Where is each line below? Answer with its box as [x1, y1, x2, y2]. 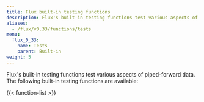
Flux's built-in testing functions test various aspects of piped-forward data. [6, 70, 195, 78]
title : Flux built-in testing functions [6, 8, 111, 15]
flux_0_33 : [12, 37, 40, 43]
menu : [6, 32, 20, 38]
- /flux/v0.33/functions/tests [12, 25, 92, 32]
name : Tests [17, 43, 48, 49]
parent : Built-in [17, 49, 62, 55]
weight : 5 [6, 54, 32, 60]
